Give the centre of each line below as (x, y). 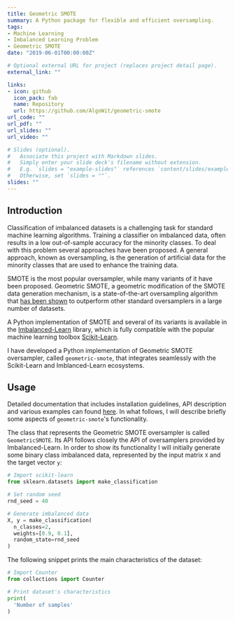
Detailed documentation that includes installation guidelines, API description (117, 404)
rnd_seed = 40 (28, 501)
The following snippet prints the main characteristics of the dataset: (105, 560)
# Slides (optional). (39, 149)
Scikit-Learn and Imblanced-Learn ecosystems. (76, 365)
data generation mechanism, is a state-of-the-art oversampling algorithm (113, 293)
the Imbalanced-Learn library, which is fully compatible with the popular (111, 329)
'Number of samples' (43, 605)
